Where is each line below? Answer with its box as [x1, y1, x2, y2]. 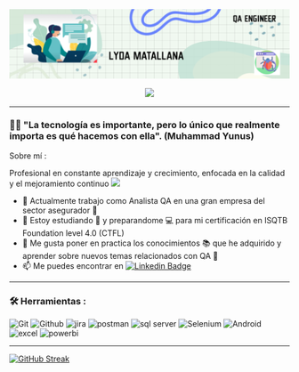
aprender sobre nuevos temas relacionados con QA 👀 [21, 250, 219, 261]
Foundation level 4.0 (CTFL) [21, 227, 125, 239]
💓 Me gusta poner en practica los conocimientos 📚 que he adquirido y [21, 238, 282, 248]
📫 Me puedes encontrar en [21, 260, 125, 271]
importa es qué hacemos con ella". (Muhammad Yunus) [9, 130, 255, 142]
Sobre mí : [9, 150, 47, 161]
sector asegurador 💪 [21, 205, 98, 215]
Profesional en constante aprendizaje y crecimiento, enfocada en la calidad [9, 167, 286, 178]
